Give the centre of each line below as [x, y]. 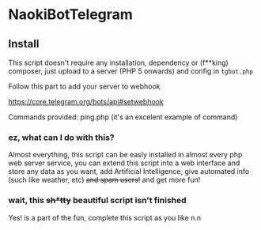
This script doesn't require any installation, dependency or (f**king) [119, 62]
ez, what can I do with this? [61, 138]
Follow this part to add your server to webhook [84, 86]
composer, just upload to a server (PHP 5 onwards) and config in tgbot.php [130, 71]
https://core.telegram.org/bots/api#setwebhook [86, 102]
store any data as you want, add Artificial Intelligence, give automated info [129, 172]
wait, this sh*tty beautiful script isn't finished [98, 201]
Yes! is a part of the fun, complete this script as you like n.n [105, 217]
